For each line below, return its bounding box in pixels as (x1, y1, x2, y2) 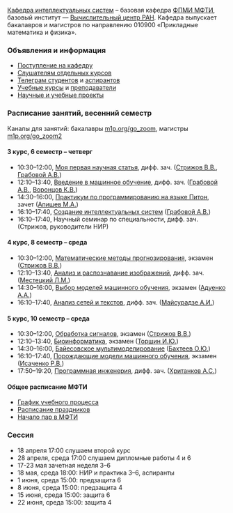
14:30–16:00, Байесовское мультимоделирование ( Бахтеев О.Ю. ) (17, 344, 211, 353)
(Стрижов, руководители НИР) (17, 222, 109, 231)
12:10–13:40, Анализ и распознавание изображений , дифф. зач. (17, 268, 204, 277)
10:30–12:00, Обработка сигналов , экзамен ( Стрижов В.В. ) (17, 330, 191, 338)
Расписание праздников (17, 406, 90, 414)
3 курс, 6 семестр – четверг (7, 148, 93, 156)
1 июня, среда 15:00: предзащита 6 (17, 475, 122, 484)
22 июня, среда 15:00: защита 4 (17, 498, 112, 506)
